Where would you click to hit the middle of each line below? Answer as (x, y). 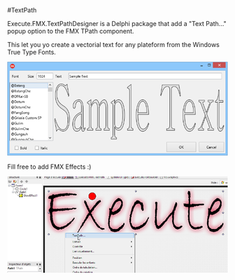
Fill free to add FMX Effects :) (49, 167)
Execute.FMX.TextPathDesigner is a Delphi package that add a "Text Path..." (117, 23)
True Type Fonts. (31, 52)
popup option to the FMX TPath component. (71, 31)
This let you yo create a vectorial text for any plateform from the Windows (114, 44)
